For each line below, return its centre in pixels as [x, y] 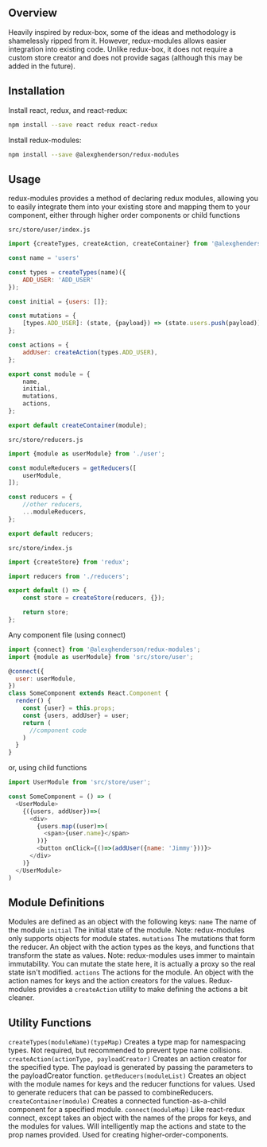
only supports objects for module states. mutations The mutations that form [132, 939]
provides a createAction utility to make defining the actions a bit [143, 990]
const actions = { [39, 345]
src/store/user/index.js [49, 230]
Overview [33, 13]
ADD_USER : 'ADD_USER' [58, 280]
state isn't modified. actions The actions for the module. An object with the [131, 972]
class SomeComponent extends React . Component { [89, 694]
